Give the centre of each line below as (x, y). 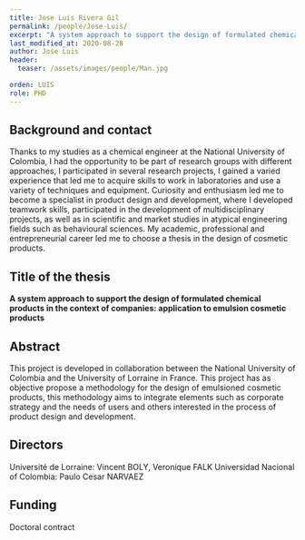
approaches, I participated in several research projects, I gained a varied (145, 171)
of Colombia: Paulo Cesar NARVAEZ (77, 476)
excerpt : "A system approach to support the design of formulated (138, 34)
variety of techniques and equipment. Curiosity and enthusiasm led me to (147, 191)
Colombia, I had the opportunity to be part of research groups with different (151, 162)
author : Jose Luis (44, 52)
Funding (33, 505)
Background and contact (81, 130)
